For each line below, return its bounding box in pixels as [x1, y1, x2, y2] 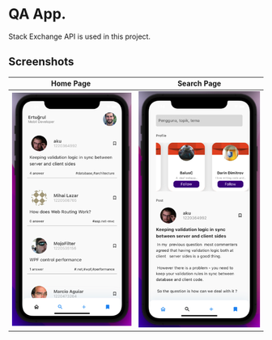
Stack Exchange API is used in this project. [8, 31, 151, 41]
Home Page [51, 78, 91, 89]
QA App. [8, 5, 66, 23]
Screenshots [8, 55, 74, 69]
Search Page [177, 78, 222, 89]
